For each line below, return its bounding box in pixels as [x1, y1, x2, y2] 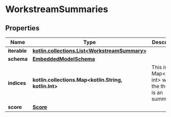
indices [8, 80, 26, 87]
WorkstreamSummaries [5, 4, 108, 15]
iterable [8, 47, 27, 54]
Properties [5, 24, 40, 32]
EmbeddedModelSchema [32, 56, 95, 62]
